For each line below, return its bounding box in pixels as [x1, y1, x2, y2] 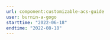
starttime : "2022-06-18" [6, 19, 67, 25]
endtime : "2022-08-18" [6, 25, 62, 31]
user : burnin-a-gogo [6, 14, 57, 20]
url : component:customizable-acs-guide [6, 8, 105, 15]
